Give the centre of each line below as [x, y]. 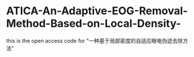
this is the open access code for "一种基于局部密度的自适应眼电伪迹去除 [95, 40]
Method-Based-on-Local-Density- [94, 23]
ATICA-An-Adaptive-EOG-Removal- [97, 11]
